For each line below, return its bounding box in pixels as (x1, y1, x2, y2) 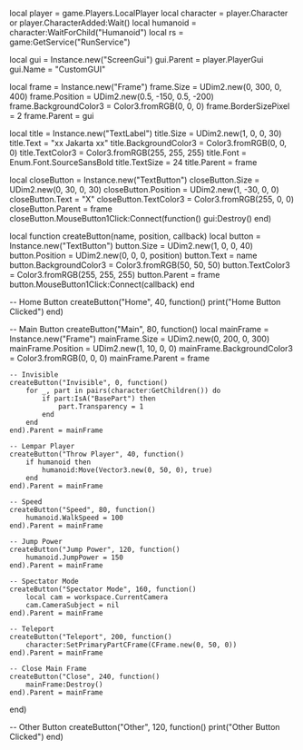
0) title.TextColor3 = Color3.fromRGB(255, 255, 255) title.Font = (9, 147, 247, 158)
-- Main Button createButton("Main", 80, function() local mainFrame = (9, 324, 269, 334)
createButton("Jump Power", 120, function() (9, 545, 181, 554)
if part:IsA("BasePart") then (42, 394, 156, 403)
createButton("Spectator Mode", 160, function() (9, 585, 197, 594)
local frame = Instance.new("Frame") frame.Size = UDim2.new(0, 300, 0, (9, 82, 282, 92)
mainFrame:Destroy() (25, 680, 103, 689)
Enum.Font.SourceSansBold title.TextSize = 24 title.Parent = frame (9, 157, 258, 167)
